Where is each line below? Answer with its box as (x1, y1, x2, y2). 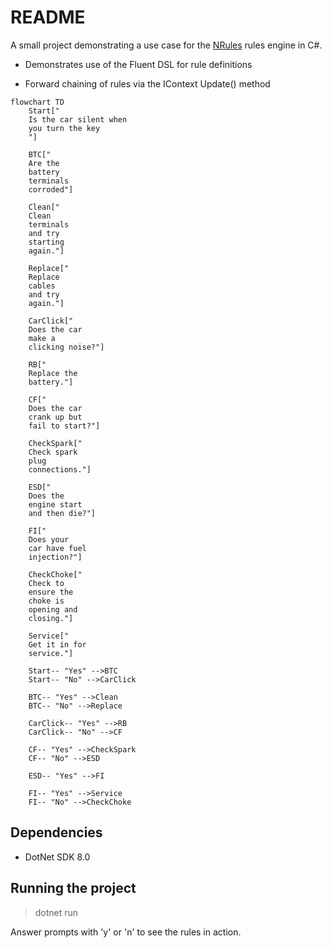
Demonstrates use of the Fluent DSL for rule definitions (24, 58, 253, 70)
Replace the (28, 368, 78, 378)
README (10, 6, 86, 29)
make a (28, 333, 56, 343)
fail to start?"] (28, 421, 101, 431)
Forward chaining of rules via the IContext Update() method (24, 77, 271, 90)
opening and (28, 604, 78, 615)
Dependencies (10, 824, 103, 841)
